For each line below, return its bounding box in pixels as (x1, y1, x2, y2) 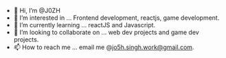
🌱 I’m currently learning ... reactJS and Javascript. (13, 21, 156, 29)
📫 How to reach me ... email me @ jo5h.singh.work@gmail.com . (13, 43, 194, 51)
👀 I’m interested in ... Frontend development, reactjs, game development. (13, 14, 220, 22)
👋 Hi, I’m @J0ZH (13, 7, 60, 14)
